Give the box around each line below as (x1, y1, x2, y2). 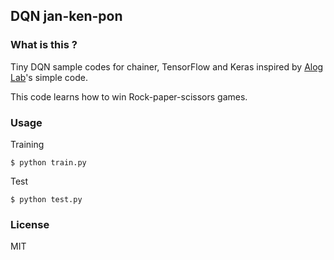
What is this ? (10, 38, 78, 52)
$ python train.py (10, 157, 87, 168)
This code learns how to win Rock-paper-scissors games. (10, 90, 248, 103)
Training (10, 138, 45, 150)
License (10, 217, 50, 231)
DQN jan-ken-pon (10, 8, 123, 25)
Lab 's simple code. (10, 71, 88, 83)
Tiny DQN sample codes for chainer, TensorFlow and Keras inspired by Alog (10, 60, 324, 73)
